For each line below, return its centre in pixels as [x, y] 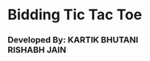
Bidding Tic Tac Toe [75, 15]
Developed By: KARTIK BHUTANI [73, 40]
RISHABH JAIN [37, 50]
